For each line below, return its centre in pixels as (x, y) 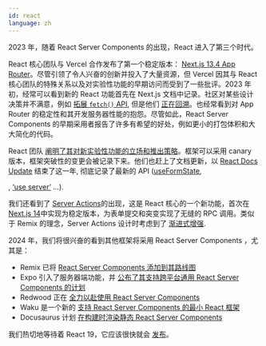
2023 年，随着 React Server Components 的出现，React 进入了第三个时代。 (133, 47)
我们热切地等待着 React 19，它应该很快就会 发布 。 (91, 334)
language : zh (30, 23)
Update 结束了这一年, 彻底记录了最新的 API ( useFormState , (105, 171)
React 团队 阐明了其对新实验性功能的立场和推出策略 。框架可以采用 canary (130, 151)
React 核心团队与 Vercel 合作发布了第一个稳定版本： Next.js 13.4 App (122, 64)
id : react (25, 16)
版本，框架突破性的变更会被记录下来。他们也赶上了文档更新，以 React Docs (133, 161)
